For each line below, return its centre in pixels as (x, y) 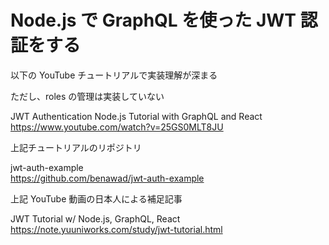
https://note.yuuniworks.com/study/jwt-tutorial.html (116, 229)
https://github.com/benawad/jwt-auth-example (107, 178)
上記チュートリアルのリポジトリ (76, 147)
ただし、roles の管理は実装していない (87, 96)
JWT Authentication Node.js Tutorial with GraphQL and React (136, 116)
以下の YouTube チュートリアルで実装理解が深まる (114, 75)
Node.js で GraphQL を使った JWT (153, 20)
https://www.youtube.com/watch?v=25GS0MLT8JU (117, 127)
